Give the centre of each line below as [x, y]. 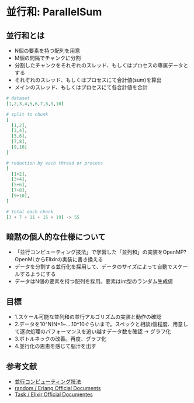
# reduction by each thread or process [55, 163]
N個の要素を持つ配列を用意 [47, 51]
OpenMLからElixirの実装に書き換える [59, 259]
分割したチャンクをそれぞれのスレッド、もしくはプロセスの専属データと [101, 65]
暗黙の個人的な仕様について [56, 237]
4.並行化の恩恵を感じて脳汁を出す [55, 346]
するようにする [38, 274]
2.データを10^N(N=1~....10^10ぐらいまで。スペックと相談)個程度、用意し [101, 324]
